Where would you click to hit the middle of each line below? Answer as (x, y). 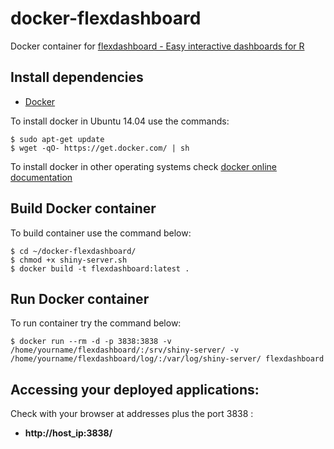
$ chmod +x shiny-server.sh (69, 260)
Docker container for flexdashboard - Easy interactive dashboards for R (157, 46)
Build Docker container (83, 208)
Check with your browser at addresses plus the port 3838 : (132, 414)
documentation (41, 177)
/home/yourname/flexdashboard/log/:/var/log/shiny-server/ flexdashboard (167, 359)
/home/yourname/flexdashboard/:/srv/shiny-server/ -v (125, 350)
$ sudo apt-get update (57, 139)
